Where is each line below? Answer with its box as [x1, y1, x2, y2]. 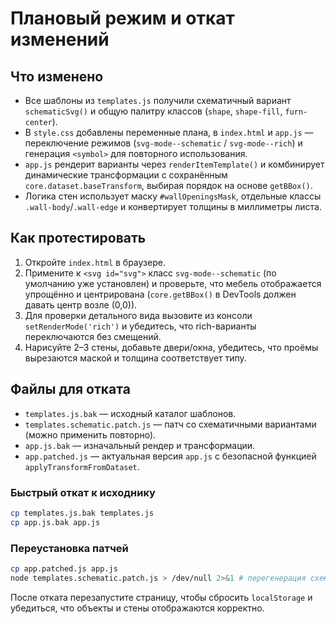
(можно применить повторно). [24, 428, 157, 441]
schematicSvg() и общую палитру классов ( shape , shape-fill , [24, 105, 283, 117]
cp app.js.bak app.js [10, 517, 101, 527]
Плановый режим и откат [10, 7, 235, 30]
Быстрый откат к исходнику [10, 485, 156, 499]
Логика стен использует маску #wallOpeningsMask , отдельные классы [24, 190, 322, 202]
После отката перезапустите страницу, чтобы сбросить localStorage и [10, 591, 313, 603]
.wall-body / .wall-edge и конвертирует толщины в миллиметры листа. [24, 201, 323, 212]
